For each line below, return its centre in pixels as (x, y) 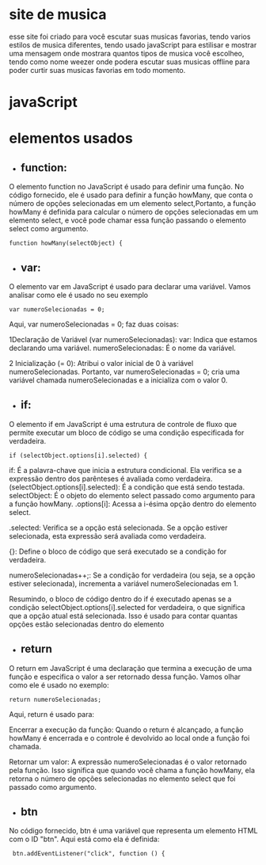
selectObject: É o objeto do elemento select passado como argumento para (132, 495)
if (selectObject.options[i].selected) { (78, 455)
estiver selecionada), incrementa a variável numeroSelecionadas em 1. (123, 583)
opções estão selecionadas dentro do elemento (87, 624)
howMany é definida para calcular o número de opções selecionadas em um (134, 212)
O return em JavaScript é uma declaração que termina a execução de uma (131, 668)
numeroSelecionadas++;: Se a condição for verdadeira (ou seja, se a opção (132, 575)
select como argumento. (49, 229)
